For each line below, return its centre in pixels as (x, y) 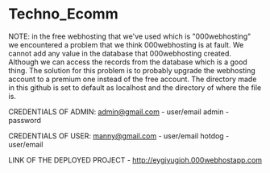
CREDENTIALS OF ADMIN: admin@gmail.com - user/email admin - (119, 111)
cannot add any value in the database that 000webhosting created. (120, 53)
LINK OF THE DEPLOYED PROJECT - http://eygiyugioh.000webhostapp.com (135, 160)
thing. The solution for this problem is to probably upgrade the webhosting (132, 70)
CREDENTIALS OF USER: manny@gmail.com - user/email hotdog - (119, 136)
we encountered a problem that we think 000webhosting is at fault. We (126, 44)
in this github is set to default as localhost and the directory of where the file (135, 87)
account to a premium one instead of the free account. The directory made (133, 79)
